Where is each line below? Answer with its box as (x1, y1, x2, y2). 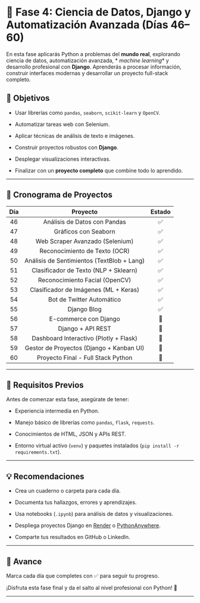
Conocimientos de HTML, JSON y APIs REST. (14, 430, 126, 438)
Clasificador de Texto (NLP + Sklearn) (32, 266, 138, 274)
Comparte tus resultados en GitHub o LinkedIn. (14, 534, 130, 541)
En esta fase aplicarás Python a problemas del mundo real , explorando (6, 50, 180, 57)
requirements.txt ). (14, 448, 61, 456)
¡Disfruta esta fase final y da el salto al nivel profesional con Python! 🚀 (6, 584, 177, 591)
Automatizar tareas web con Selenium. (14, 121, 110, 128)
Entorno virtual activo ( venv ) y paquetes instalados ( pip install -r (14, 442, 180, 450)
